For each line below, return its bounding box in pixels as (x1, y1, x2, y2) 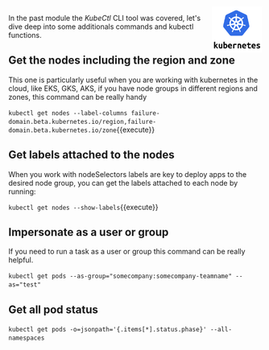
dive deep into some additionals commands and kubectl (8, 22, 194, 31)
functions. (8, 31, 42, 39)
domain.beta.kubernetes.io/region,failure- (8, 117, 157, 126)
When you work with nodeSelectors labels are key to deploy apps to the (8, 169, 247, 179)
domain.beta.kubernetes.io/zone (8, 126, 117, 134)
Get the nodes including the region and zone (8, 54, 236, 68)
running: (8, 187, 36, 196)
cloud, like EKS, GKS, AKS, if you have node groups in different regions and (8, 83, 258, 93)
